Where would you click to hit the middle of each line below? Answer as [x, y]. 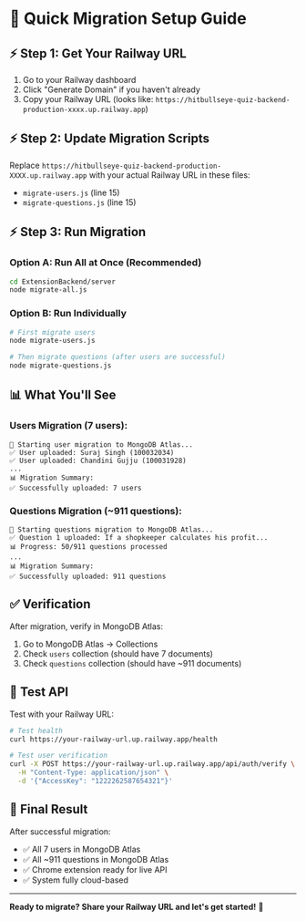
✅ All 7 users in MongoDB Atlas [82, 849]
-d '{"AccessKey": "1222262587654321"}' [95, 781]
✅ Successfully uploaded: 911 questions [88, 577]
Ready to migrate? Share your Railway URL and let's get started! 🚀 [137, 906]
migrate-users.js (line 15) [71, 192]
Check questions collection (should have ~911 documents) [132, 663]
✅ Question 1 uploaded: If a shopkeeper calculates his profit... [139, 538]
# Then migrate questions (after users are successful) [117, 357]
